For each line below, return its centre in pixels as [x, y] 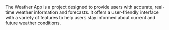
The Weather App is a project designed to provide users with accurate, [79, 7]
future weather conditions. [33, 23]
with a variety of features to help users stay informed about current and [80, 18]
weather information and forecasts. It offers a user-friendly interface [87, 12]
